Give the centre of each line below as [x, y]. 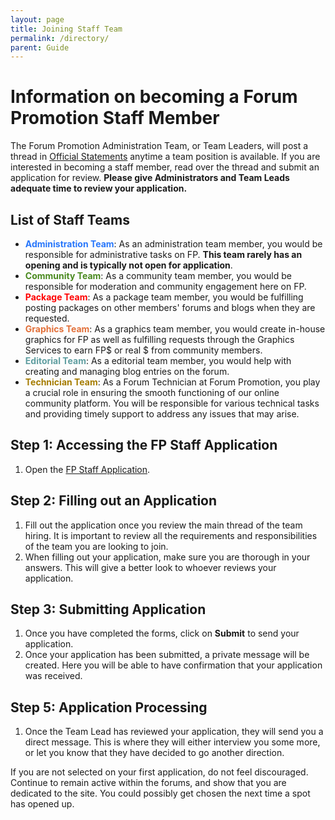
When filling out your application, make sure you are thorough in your [167, 557]
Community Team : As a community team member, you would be [158, 275]
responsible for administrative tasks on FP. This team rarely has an [163, 254]
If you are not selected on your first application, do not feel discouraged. [159, 772]
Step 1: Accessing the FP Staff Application [144, 445]
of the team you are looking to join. [96, 546]
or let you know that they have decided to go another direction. [154, 753]
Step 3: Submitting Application [108, 609]
